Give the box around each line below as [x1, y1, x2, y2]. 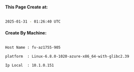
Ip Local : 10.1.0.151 [5, 63, 54, 68]
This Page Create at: [5, 4, 48, 10]
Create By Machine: [5, 30, 47, 36]
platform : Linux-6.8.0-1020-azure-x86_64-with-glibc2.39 [5, 54, 130, 59]
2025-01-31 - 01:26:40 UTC [5, 19, 61, 24]
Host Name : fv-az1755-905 [5, 45, 61, 50]
